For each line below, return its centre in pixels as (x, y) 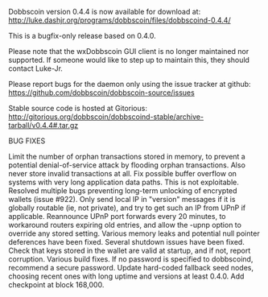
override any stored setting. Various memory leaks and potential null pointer (134, 233)
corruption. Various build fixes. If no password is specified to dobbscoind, (131, 259)
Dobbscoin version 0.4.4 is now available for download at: (105, 12)
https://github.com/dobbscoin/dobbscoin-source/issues (101, 93)
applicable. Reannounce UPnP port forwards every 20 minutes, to (117, 216)
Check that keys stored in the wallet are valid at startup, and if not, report (130, 250)
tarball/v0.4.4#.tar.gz (43, 125)
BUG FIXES (27, 141)
